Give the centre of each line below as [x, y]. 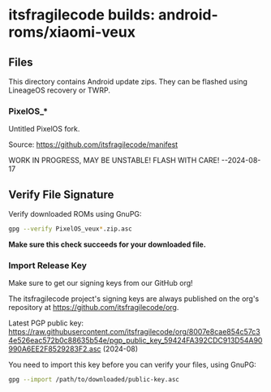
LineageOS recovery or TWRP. [60, 90]
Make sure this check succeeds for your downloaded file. [108, 244]
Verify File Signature [61, 194]
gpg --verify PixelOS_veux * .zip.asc [70, 229]
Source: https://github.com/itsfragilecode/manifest [93, 144]
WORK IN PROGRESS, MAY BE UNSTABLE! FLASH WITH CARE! [114, 161]
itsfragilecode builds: [82, 15]
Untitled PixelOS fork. [44, 129]
